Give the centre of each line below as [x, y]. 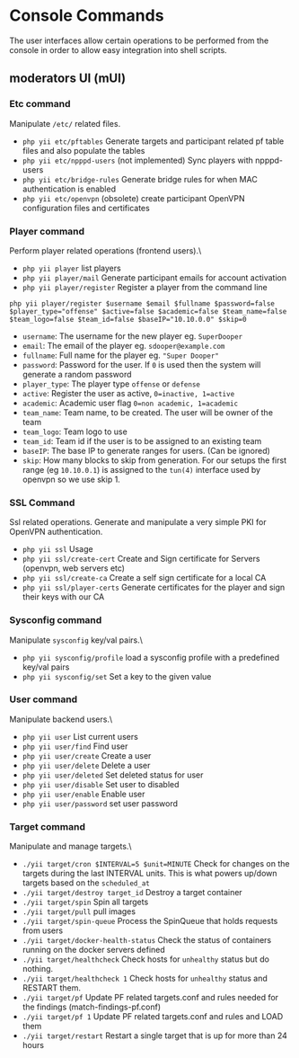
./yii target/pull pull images [79, 911]
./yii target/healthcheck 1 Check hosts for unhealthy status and [145, 978]
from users [43, 930]
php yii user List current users [80, 736]
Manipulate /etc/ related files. [65, 123]
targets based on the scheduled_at [86, 883]
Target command [47, 826]
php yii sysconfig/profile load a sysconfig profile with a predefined [151, 657]
